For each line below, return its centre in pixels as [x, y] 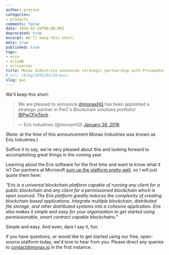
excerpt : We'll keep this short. [41, 38]
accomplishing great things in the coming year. [54, 154]
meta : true [17, 43]
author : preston [23, 10]
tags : [11, 52]
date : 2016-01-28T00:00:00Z [35, 29]
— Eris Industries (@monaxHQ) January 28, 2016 [69, 124]
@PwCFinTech [33, 115]
